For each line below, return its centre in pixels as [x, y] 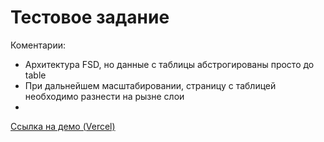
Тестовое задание [90, 17]
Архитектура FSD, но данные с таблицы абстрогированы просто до [169, 64]
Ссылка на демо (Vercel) [63, 126]
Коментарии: [38, 45]
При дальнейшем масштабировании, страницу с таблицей [150, 85]
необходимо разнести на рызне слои [104, 96]
